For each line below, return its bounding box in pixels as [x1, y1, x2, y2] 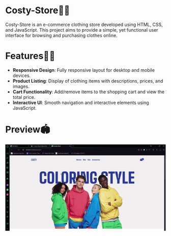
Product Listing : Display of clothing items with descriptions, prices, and [12, 77, 164, 84]
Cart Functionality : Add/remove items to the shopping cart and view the [12, 89, 164, 95]
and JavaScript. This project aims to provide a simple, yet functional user [5, 27, 159, 33]
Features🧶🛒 [5, 50, 55, 62]
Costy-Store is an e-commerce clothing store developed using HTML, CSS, [5, 21, 163, 28]
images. [12, 83, 30, 89]
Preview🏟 [5, 124, 51, 136]
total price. [12, 94, 36, 100]
